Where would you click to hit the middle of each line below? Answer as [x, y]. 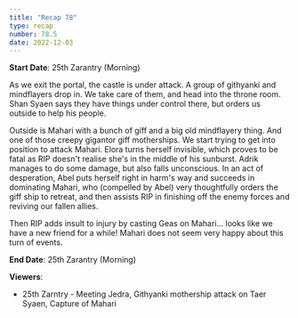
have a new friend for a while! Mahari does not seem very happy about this [146, 233]
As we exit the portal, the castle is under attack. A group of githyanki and [143, 85]
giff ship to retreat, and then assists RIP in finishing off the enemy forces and [149, 197]
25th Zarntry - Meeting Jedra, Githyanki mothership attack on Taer [144, 294]
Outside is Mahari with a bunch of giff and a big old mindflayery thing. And [145, 131]
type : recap [31, 26]
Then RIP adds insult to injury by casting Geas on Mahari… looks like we [141, 224]
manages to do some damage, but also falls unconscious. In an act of [137, 168]
